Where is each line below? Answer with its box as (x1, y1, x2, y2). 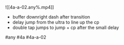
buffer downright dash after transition (12, 14, 90, 19)
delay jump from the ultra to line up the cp (12, 19, 99, 25)
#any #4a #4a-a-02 (5, 34, 47, 40)
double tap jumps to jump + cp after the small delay (12, 24, 119, 30)
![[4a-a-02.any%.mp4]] (5, 4, 54, 10)
